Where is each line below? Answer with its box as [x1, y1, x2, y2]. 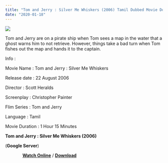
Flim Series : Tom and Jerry [5, 103, 62, 110]
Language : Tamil [5, 113, 41, 119]
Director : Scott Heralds [5, 84, 54, 90]
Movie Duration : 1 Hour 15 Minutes [5, 123, 77, 129]
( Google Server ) [5, 142, 39, 148]
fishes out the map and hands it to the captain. [5, 45, 101, 51]
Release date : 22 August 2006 [5, 74, 69, 80]
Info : [5, 55, 16, 61]
